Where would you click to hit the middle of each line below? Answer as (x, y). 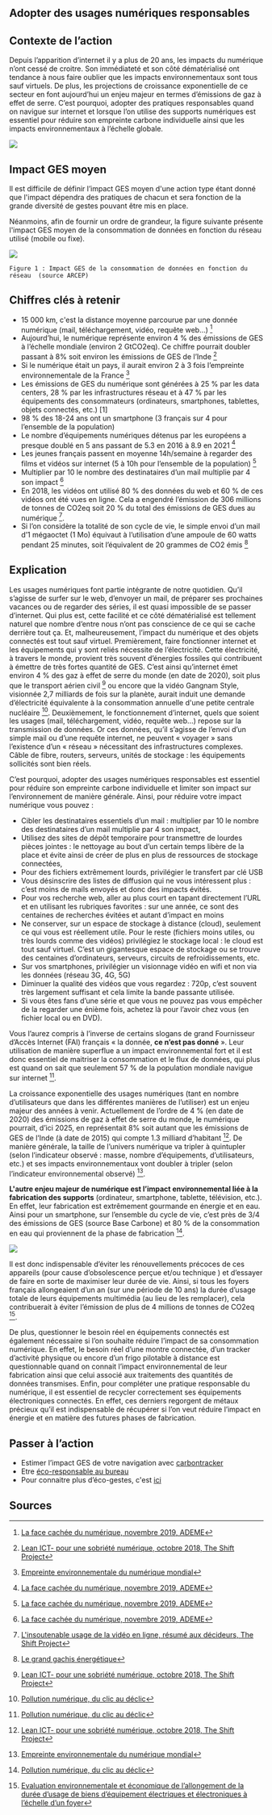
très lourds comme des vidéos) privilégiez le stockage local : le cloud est (142, 941)
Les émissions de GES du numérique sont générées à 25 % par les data (140, 383)
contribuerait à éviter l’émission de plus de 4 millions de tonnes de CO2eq (132, 1307)
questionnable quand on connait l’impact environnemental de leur (118, 1366)
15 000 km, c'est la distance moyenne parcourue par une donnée (129, 320)
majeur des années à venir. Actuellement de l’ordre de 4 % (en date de (127, 1110)
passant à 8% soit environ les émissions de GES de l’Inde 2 (119, 356)
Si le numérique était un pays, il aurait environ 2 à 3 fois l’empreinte (132, 366)
